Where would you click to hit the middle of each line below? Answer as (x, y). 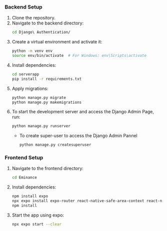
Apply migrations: (30, 88)
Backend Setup (24, 7)
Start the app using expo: (38, 215)
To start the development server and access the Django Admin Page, (83, 112)
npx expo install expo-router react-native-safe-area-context (78, 201)
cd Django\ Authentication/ (41, 32)
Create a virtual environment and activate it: (57, 42)
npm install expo (30, 196)
